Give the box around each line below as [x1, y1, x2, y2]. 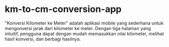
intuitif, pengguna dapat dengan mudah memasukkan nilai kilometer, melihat [5, 30, 164, 36]
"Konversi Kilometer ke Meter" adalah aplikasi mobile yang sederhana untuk [5, 20, 164, 26]
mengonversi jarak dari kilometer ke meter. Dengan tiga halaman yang [5, 25, 151, 31]
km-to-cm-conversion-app [5, 3, 122, 15]
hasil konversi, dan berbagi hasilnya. [5, 36, 81, 42]
